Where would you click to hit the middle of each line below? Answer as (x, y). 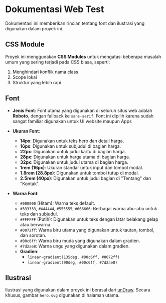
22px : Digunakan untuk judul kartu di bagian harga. (73, 151)
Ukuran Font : (26, 131)
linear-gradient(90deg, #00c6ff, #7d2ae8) (72, 262)
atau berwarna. (36, 224)
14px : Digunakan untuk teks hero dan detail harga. (72, 141)
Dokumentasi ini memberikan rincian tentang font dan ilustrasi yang (75, 23)
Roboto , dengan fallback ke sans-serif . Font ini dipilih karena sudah (83, 116)
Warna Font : (25, 193)
